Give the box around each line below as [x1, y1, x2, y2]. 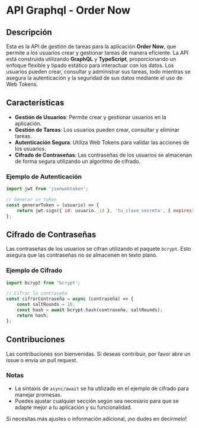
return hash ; [17, 312, 49, 318]
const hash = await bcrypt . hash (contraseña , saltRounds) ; [17, 307, 163, 313]
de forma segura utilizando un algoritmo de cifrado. [14, 158, 141, 165]
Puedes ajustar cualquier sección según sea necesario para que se [14, 397, 179, 404]
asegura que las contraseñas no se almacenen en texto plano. [6, 251, 158, 258]
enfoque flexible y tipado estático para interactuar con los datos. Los [6, 62, 174, 69]
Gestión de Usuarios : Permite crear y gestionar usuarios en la [14, 113, 167, 120]
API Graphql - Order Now [6, 4, 131, 17]
